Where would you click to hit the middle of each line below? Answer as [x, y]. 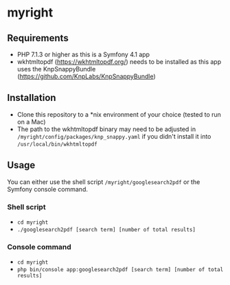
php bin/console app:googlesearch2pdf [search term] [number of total [120, 270]
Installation [32, 98]
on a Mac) [31, 122]
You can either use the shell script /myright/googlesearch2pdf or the [104, 182]
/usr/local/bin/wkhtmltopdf [57, 144]
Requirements [38, 38]
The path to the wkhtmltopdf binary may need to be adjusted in [106, 129]
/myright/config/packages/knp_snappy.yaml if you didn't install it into [114, 136]
